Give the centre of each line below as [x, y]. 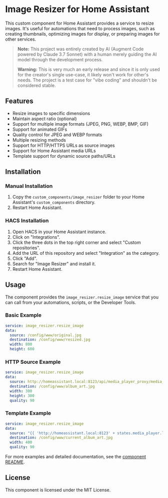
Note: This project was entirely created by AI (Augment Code [80, 49]
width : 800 [21, 344]
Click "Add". [25, 258]
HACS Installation [27, 221]
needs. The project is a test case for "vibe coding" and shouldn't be [87, 80]
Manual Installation [29, 186]
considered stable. [36, 85]
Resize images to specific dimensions [51, 113]
